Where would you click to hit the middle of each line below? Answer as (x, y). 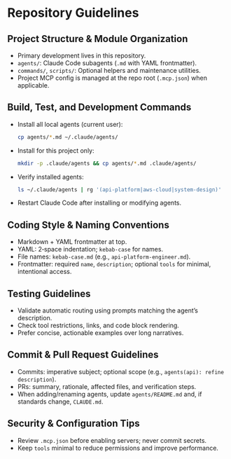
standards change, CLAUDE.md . (60, 402)
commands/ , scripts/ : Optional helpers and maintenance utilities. (109, 70)
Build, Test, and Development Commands (99, 108)
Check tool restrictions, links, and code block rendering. (98, 326)
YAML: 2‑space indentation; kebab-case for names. (90, 249)
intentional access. (44, 272)
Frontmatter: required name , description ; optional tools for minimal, (114, 264)
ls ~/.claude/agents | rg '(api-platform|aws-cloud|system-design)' (119, 190)
